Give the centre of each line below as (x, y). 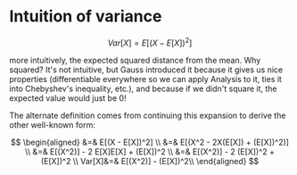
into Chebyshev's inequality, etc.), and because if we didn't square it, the (144, 88)
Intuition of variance (86, 17)
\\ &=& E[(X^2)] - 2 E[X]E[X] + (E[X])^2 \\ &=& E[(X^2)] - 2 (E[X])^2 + (150, 151)
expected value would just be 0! (68, 98)
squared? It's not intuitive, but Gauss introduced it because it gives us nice (146, 70)
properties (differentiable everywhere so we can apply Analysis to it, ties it (146, 79)
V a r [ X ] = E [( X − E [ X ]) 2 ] (150, 42)
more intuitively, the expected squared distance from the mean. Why (135, 60)
